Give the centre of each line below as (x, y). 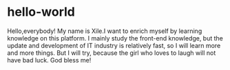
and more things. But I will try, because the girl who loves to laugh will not (112, 53)
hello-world (41, 12)
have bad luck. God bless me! (49, 60)
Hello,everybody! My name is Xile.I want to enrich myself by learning (105, 31)
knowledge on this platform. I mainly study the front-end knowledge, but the (115, 38)
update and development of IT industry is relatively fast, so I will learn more (114, 45)
